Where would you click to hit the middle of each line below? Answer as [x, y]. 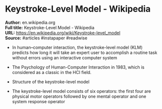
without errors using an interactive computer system [65, 57]
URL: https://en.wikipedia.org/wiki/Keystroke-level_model [63, 33]
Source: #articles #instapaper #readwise [46, 38]
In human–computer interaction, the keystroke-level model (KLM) [77, 47]
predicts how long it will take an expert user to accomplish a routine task [85, 53]
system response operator [38, 101]
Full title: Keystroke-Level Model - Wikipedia [50, 27]
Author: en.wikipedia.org [30, 22]
